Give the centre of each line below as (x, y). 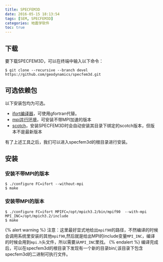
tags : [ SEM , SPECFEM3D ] (29, 18)
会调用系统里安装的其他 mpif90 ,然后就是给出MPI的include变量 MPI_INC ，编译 (80, 236)
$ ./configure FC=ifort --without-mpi (44, 184)
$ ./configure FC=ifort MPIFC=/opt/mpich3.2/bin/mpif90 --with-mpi (76, 212)
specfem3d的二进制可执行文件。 (38, 254)
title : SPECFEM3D (23, 9)
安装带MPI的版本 (25, 201)
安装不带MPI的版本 (27, 174)
